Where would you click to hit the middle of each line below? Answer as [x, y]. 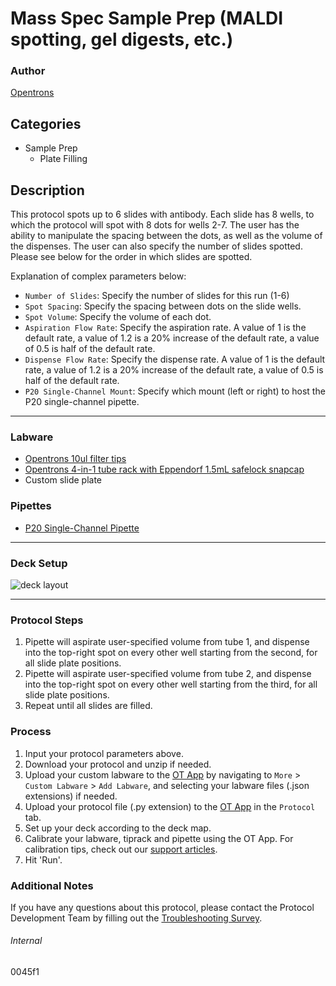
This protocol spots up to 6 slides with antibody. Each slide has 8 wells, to [162, 214]
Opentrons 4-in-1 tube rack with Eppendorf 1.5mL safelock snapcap [164, 469]
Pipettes [31, 506]
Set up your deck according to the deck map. [118, 828]
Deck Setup [39, 563]
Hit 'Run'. [43, 859]
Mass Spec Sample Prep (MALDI [147, 18]
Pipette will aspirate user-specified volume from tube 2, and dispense [168, 674]
